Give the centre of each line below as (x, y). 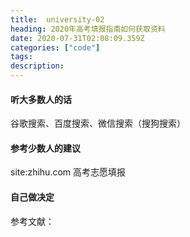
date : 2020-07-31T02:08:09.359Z (77, 38)
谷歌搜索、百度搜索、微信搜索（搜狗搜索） (98, 123)
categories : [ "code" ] (55, 47)
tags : (21, 57)
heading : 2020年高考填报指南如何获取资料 (88, 29)
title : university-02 (57, 19)
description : (37, 66)
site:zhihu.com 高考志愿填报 (68, 172)
